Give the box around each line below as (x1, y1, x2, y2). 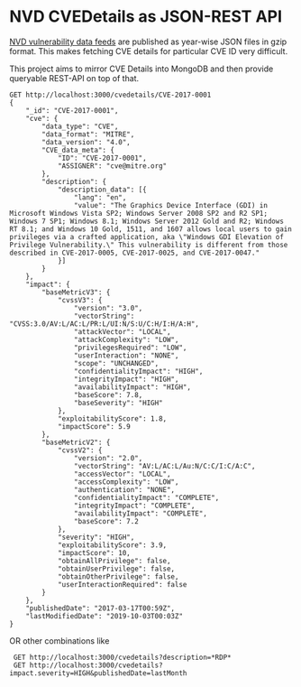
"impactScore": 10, (57, 548, 131, 557)
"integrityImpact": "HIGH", (73, 375, 179, 384)
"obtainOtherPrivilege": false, (57, 571, 179, 581)
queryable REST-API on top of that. (9, 72, 140, 83)
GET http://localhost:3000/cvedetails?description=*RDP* (13, 653, 232, 662)
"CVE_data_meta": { (41, 145, 115, 154)
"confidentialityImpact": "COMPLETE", (73, 493, 220, 502)
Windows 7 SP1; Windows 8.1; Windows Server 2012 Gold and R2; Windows (9, 217, 284, 226)
